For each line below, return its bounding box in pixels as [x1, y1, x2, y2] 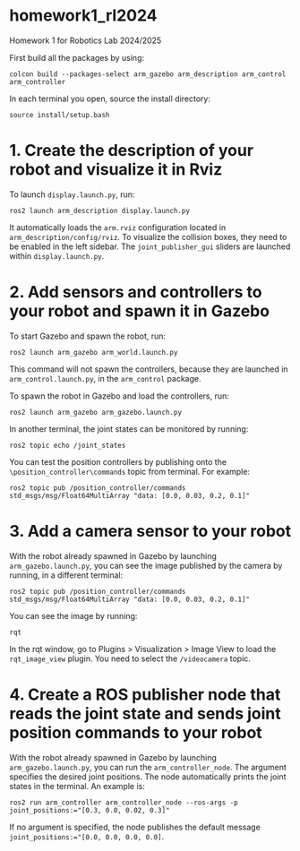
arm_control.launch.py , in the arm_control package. [9, 373, 201, 383]
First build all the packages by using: [9, 52, 145, 63]
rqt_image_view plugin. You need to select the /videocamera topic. [9, 653, 251, 664]
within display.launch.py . [9, 250, 105, 261]
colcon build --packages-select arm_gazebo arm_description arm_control [9, 69, 287, 79]
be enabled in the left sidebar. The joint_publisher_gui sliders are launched [9, 241, 291, 252]
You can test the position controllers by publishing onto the [9, 456, 227, 467]
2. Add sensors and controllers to [9, 282, 262, 303]
